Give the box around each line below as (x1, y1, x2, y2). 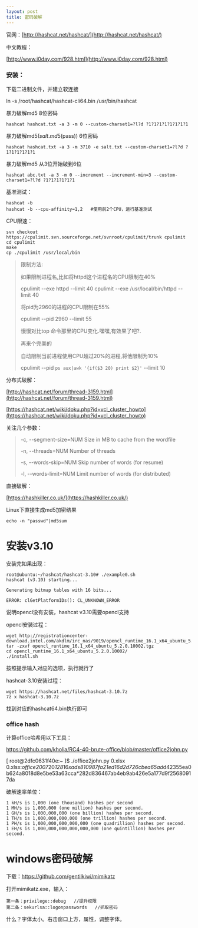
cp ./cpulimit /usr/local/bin (6, 250, 81, 256)
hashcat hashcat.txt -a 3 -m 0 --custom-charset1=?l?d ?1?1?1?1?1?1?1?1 (6, 121, 189, 127)
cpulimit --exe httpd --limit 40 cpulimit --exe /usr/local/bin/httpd (20, 285, 177, 292)
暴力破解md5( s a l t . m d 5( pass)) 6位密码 (6, 132, 98, 139)
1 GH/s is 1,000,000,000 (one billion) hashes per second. (6, 810, 154, 816)
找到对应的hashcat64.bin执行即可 (6, 705, 87, 712)
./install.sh (6, 653, 38, 659)
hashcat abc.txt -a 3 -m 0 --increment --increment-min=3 (6, 172, 151, 178)
